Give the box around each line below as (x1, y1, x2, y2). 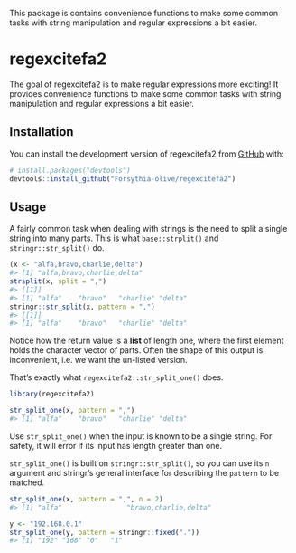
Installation (9, 124, 74, 139)
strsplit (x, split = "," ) (9, 277, 106, 286)
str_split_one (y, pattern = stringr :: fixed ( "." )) (9, 528, 200, 537)
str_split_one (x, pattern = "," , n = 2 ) (9, 494, 164, 503)
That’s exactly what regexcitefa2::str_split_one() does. (9, 372, 224, 383)
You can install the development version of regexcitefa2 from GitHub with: (9, 148, 284, 159)
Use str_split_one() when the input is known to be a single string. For (9, 430, 273, 442)
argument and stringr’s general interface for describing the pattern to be (9, 467, 280, 478)
